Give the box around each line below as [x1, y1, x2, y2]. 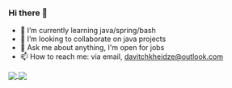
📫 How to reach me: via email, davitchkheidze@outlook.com [19, 52, 224, 61]
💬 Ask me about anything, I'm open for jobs [19, 43, 165, 52]
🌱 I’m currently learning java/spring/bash [19, 26, 156, 36]
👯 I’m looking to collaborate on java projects [19, 34, 167, 44]
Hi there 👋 [8, 7, 49, 19]
